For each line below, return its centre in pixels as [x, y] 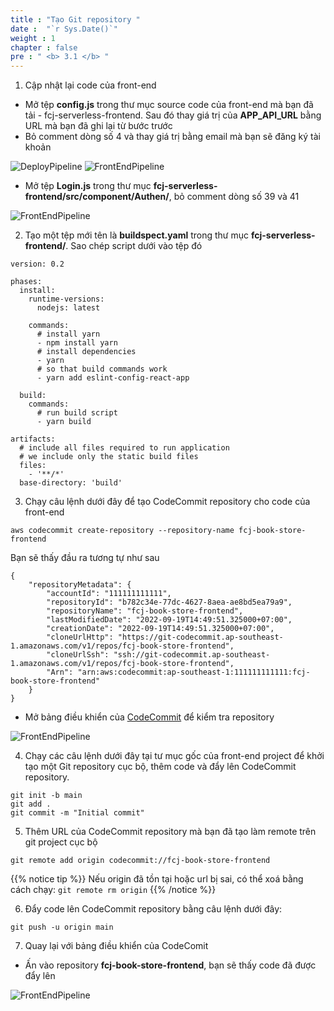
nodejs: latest [68, 308]
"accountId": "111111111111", [109, 594]
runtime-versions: [66, 299]
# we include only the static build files [109, 457]
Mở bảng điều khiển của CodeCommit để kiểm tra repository [149, 717]
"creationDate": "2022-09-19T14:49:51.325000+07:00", [160, 629]
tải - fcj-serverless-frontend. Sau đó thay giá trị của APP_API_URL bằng [173, 115]
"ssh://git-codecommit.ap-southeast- [192, 655]
